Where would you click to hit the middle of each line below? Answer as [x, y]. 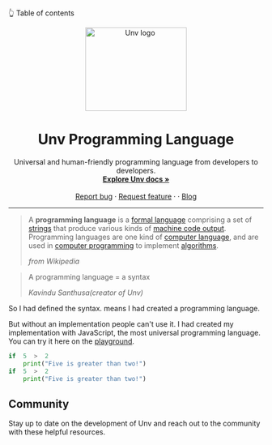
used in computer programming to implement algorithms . [123, 245]
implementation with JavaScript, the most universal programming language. [134, 332]
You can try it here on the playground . [72, 341]
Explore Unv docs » [136, 179]
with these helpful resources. [57, 432]
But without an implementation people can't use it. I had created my [121, 323]
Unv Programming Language [136, 140]
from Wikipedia [54, 261]
